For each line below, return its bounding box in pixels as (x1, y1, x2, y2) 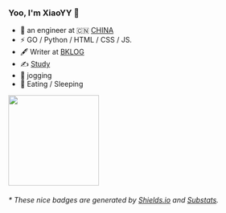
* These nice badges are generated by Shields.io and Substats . (8, 195, 219, 204)
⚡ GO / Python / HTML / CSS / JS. (19, 35, 133, 45)
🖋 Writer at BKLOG (19, 47, 84, 57)
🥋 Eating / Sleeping (19, 80, 84, 89)
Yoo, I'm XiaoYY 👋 (8, 7, 80, 18)
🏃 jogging (19, 71, 52, 80)
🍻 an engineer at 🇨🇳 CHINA (19, 26, 114, 35)
